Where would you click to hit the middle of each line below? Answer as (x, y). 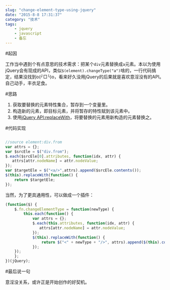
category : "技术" (23, 19)
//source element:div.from (34, 142)
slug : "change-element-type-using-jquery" (51, 10)
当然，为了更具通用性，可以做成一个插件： (50, 195)
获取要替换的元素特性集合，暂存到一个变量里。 (61, 104)
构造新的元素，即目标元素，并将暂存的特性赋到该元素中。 (72, 111)
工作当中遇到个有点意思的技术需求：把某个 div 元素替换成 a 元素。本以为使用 (83, 64)
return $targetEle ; (35, 180)
